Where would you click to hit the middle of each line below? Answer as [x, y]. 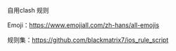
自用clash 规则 [28, 10]
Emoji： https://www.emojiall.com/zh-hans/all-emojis [83, 25]
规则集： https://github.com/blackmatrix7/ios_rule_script [88, 40]
